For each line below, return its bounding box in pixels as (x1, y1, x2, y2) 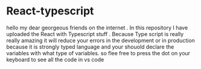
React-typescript (6, 4, 94, 18)
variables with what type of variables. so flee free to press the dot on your (6, 49, 191, 56)
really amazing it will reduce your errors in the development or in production (6, 37, 195, 44)
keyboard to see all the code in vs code (6, 56, 104, 63)
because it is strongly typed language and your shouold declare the (6, 43, 174, 50)
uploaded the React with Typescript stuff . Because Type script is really (6, 30, 184, 37)
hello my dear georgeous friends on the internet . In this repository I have (6, 24, 188, 31)
